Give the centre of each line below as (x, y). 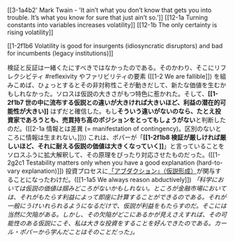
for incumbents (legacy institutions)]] (60, 53)
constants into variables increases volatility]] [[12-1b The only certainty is (112, 25)
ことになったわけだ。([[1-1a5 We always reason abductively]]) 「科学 (112, 180)
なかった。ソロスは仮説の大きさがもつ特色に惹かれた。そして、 (117, 94)
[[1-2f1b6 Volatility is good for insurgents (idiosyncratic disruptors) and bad (115, 46)
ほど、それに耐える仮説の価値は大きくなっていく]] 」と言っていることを (122, 146)
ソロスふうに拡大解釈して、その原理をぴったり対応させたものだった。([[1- (114, 155)
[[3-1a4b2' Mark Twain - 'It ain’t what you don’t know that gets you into (109, 10)
